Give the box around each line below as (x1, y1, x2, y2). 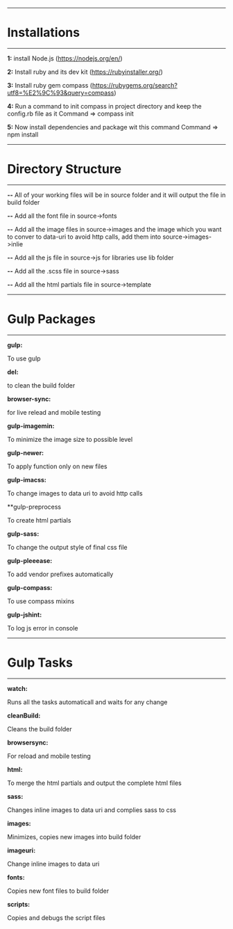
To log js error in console (7, 624, 78, 632)
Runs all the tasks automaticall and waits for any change (7, 697, 168, 706)
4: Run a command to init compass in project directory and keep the (7, 102, 202, 110)
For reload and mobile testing (7, 752, 92, 760)
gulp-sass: (7, 530, 40, 538)
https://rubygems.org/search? (92, 81, 178, 89)
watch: (7, 684, 28, 692)
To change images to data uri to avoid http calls (7, 489, 144, 498)
